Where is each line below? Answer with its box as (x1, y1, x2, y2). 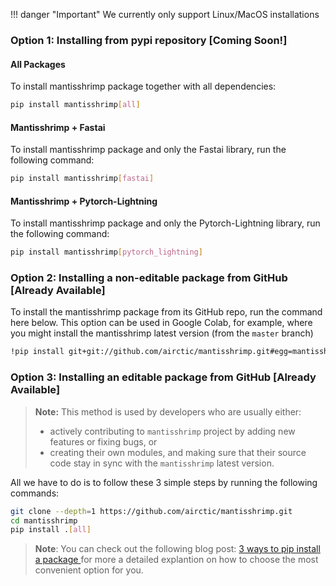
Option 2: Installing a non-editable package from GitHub (10, 271, 288, 285)
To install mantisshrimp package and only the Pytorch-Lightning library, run (10, 217, 321, 229)
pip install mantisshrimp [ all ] (10, 100, 141, 110)
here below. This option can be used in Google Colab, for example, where (10, 317, 313, 329)
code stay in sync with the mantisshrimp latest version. (49, 457, 275, 469)
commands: (10, 487, 60, 499)
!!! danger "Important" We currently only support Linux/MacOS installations (10, 9, 320, 20)
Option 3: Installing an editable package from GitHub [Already (10, 370, 317, 384)
